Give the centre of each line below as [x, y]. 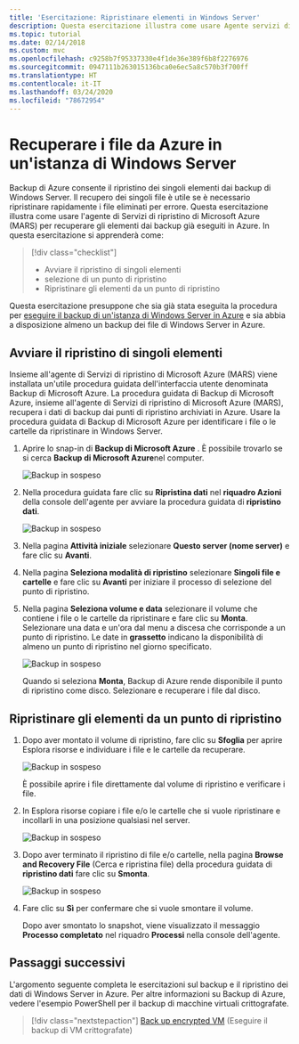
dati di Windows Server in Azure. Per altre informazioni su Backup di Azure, [148, 993]
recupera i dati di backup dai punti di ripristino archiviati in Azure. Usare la [145, 412]
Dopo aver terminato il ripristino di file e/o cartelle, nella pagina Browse [153, 854]
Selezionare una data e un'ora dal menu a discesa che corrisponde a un [154, 628]
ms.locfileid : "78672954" [57, 100]
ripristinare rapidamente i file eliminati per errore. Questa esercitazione [139, 207]
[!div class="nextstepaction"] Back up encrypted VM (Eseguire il [149, 1020]
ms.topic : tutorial [45, 34]
